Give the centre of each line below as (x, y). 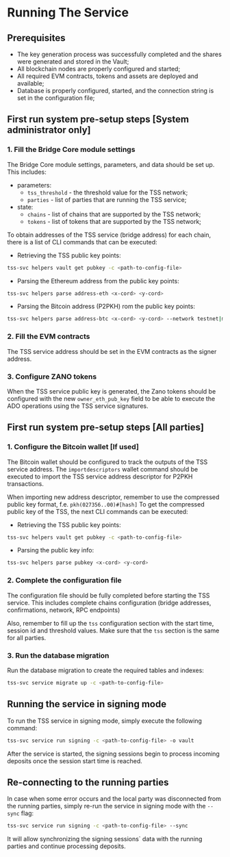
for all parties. (27, 637)
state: (25, 207)
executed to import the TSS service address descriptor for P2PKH (100, 476)
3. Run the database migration (58, 655)
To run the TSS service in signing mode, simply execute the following (104, 721)
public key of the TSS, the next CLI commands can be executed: (98, 511)
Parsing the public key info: (55, 550)
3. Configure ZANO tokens (52, 376)
